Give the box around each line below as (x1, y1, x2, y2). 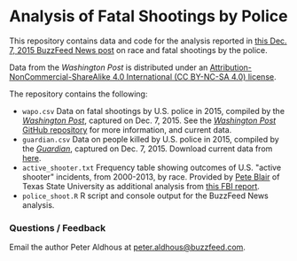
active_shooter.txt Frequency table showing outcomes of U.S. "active (21, 162, 282, 173)
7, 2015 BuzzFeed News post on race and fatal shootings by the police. (9, 44, 268, 55)
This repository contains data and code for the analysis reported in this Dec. (9, 35, 287, 46)
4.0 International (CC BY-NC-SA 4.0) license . (112, 71, 277, 81)
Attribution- (209, 62, 253, 73)
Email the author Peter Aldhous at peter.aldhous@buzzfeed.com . (9, 242, 246, 253)
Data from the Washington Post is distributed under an (9, 62, 208, 73)
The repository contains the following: (9, 88, 148, 99)
